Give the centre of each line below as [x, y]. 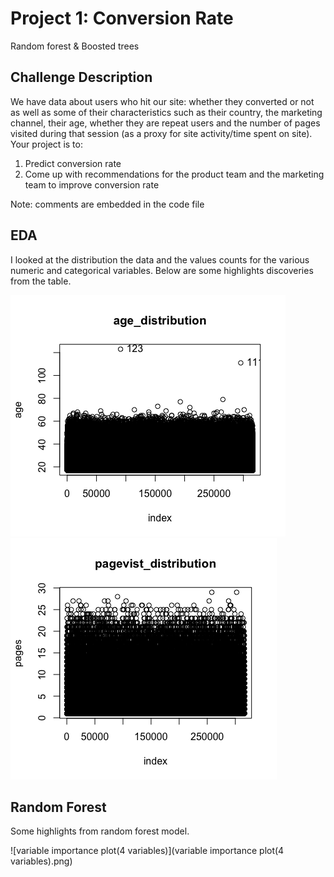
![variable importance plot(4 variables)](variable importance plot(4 [147, 851]
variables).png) [41, 861]
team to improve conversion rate [92, 184]
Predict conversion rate [73, 163]
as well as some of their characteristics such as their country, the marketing [166, 112]
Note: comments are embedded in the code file [107, 204]
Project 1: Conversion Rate [122, 18]
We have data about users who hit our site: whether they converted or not [162, 101]
